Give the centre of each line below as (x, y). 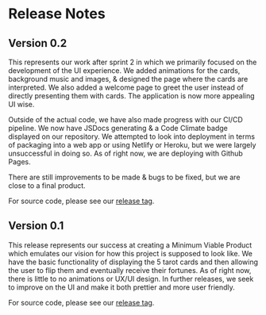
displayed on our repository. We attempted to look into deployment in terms (132, 136)
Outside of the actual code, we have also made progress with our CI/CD (126, 119)
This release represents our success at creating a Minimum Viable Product (130, 245)
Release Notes (57, 14)
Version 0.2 (38, 43)
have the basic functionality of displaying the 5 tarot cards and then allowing (133, 262)
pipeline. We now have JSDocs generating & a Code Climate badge (118, 128)
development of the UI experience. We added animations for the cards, (124, 71)
